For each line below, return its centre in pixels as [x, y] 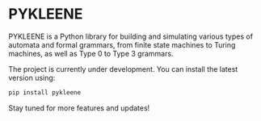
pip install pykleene [45, 92]
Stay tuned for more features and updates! [79, 108]
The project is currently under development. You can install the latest [123, 69]
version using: [32, 77]
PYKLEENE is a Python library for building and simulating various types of [130, 36]
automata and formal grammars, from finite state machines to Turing [122, 44]
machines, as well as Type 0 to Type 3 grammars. [91, 53]
